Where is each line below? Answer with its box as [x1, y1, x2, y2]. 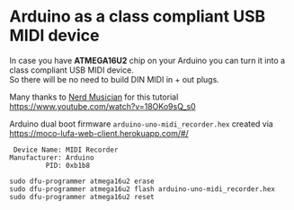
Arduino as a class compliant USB [9, 6, 266, 27]
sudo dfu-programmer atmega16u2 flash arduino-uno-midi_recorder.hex [9, 184, 276, 194]
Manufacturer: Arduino [9, 153, 94, 162]
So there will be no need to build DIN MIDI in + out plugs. [9, 74, 220, 84]
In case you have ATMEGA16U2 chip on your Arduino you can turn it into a [9, 55, 286, 66]
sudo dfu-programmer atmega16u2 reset [9, 192, 155, 201]
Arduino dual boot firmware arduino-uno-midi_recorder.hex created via [9, 118, 274, 129]
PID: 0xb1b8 [45, 161, 91, 170]
